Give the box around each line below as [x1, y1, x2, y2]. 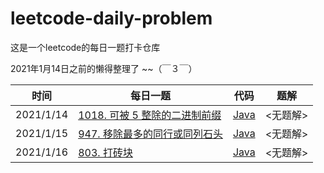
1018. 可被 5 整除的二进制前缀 [78, 108, 222, 122]
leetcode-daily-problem [10, 7, 213, 30]
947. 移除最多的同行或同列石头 [78, 127, 223, 141]
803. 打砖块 [78, 145, 133, 159]
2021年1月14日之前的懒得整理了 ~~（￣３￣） [10, 62, 198, 74]
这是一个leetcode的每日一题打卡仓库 [10, 41, 161, 53]
